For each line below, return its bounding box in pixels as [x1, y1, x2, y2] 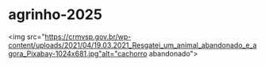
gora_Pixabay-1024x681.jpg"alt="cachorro [8, 49, 148, 58]
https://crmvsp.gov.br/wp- [44, 32, 132, 41]
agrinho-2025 [8, 6, 103, 24]
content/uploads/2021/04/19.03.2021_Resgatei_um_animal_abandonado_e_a [8, 40, 257, 49]
